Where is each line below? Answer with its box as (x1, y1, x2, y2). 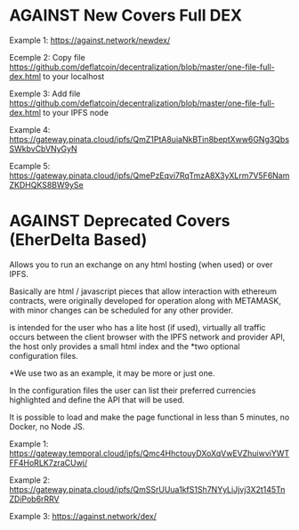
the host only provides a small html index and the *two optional (9, 340, 240, 352)
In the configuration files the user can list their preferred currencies (9, 385, 256, 395)
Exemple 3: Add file (9, 88, 81, 99)
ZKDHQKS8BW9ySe (9, 179, 84, 190)
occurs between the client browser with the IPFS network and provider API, (9, 331, 286, 342)
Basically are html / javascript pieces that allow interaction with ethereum (9, 286, 278, 297)
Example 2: (9, 474, 51, 485)
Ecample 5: (9, 160, 51, 171)
